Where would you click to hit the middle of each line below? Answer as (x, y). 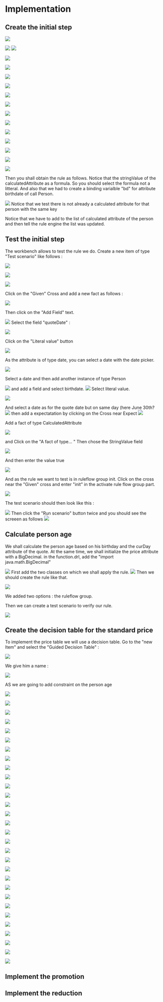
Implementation (38, 9)
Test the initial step (35, 239)
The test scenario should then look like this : (50, 503)
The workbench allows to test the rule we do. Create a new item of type (78, 251)
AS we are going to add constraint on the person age (58, 685)
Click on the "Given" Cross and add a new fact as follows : (64, 293)
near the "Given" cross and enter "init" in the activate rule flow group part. (80, 484)
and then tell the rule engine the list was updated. (55, 224)
